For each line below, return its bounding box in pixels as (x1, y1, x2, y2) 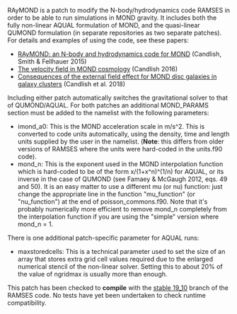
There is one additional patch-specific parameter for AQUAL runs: (7, 233, 200, 242)
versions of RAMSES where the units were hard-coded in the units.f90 (17, 145, 223, 153)
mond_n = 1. (17, 220, 54, 228)
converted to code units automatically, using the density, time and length (17, 130, 230, 138)
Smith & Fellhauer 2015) (17, 57, 87, 66)
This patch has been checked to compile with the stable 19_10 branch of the (7, 284, 229, 292)
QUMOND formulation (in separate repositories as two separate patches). (7, 28, 221, 37)
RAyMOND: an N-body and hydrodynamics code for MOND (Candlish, (17, 50, 221, 58)
